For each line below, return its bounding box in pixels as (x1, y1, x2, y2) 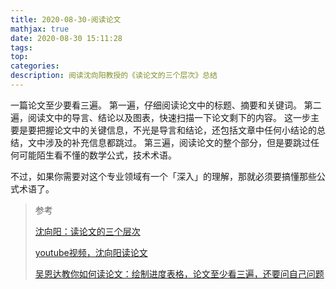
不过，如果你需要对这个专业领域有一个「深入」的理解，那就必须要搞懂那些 (10, 170, 317, 182)
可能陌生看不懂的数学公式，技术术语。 (18, 149, 177, 161)
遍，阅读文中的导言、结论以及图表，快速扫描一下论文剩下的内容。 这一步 (10, 111, 311, 123)
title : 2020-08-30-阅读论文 (10, 14, 122, 25)
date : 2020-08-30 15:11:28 (10, 33, 123, 43)
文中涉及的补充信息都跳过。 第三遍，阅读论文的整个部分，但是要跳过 (27, 136, 311, 148)
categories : (10, 61, 60, 71)
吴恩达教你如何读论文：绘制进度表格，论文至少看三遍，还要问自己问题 (34, 267, 325, 280)
